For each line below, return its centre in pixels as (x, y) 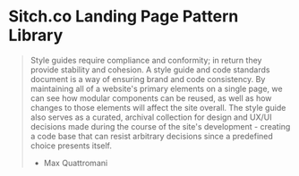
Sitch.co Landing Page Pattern (124, 17)
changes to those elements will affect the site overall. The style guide (158, 107)
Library (36, 35)
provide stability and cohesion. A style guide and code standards (150, 70)
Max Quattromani (76, 163)
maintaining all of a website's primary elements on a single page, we (156, 88)
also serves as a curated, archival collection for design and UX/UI (151, 117)
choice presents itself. (71, 146)
